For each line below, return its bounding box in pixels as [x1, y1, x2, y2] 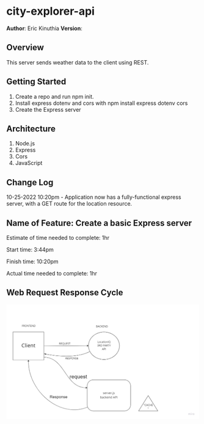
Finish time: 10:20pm [6, 258, 59, 265]
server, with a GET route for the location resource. [6, 200, 133, 207]
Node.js [15, 140, 35, 147]
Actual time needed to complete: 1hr [6, 270, 98, 277]
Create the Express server [15, 106, 81, 113]
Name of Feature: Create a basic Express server [6, 218, 192, 228]
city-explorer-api [6, 4, 95, 18]
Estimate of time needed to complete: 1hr [6, 234, 110, 241]
